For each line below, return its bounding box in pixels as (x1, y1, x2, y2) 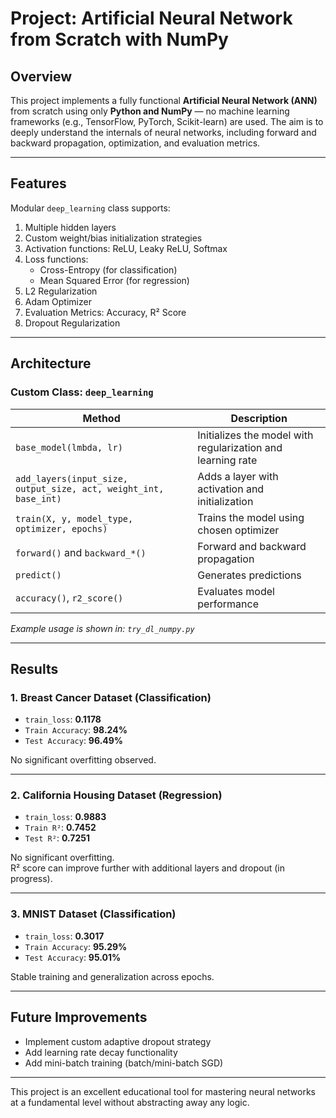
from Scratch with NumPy (10, 28, 229, 51)
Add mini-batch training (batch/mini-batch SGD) (24, 1057, 224, 1069)
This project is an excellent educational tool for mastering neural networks (10, 1085, 316, 1097)
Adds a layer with (197, 469, 279, 483)
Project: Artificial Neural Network (10, 7, 293, 30)
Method (82, 411, 121, 425)
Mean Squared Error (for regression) (39, 274, 190, 286)
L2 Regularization (24, 285, 98, 297)
